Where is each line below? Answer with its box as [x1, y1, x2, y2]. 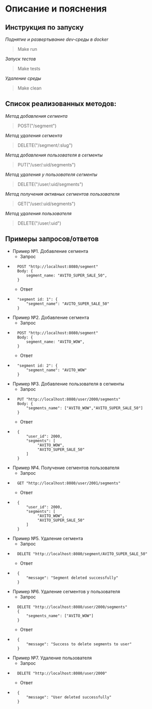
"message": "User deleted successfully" [26, 694, 112, 699]
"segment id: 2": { [17, 363, 58, 368]
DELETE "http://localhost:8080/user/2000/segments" [17, 604, 127, 609]
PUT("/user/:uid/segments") [17, 161, 76, 167]
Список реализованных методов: [5, 100, 117, 108]
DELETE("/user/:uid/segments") [17, 181, 84, 187]
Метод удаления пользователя [5, 210, 72, 216]
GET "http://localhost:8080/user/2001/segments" [17, 481, 121, 486]
